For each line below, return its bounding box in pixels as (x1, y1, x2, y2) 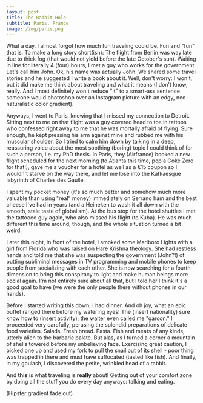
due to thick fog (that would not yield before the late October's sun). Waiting (6, 55, 196, 62)
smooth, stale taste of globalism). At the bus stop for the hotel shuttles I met (6, 207, 196, 215)
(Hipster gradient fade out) (6, 390, 73, 397)
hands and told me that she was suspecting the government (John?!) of (6, 251, 185, 259)
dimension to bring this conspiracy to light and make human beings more (6, 271, 188, 278)
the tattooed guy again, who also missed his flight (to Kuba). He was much (6, 214, 192, 221)
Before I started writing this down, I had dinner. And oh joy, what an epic (6, 302, 187, 309)
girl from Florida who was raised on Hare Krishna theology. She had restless (6, 245, 196, 252)
